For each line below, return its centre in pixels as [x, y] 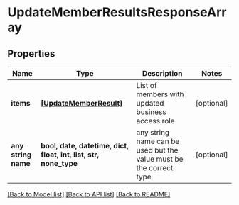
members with [160, 94]
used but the [157, 150]
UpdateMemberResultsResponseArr [117, 12]
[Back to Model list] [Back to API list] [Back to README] [89, 194]
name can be [158, 141]
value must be [160, 159]
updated [150, 103]
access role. [156, 121]
